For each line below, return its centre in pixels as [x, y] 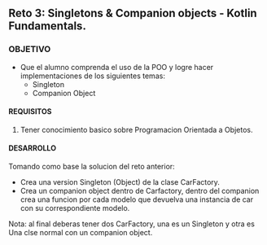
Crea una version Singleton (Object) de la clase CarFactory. [120, 182]
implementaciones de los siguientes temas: [92, 76]
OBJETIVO [30, 50]
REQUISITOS [30, 112]
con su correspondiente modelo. [75, 208]
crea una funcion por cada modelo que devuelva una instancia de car [137, 199]
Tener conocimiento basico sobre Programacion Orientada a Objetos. [136, 129]
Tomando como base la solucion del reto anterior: [92, 167]
